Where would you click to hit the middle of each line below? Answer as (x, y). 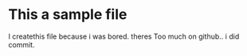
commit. (22, 44)
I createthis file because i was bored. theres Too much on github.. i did (124, 36)
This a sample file (68, 15)
